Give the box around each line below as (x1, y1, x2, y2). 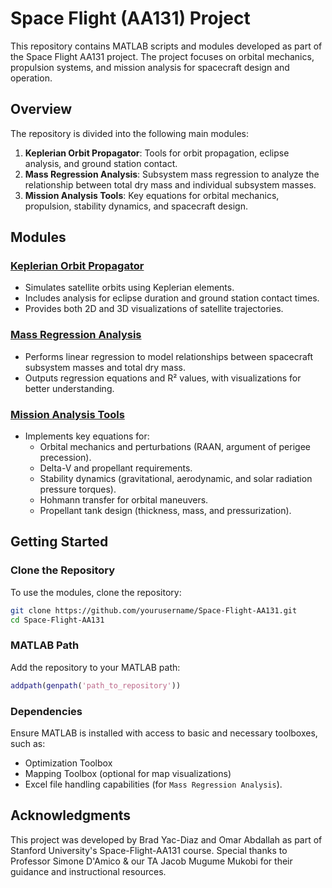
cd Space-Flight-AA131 (10, 615, 105, 625)
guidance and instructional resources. (10, 865, 167, 877)
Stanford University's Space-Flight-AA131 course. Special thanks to (10, 844, 288, 856)
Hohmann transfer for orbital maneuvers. (39, 494, 209, 506)
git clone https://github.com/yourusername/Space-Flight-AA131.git (10, 605, 298, 616)
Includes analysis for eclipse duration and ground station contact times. (24, 292, 320, 304)
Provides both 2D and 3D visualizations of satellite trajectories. (24, 303, 284, 315)
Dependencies (10, 704, 83, 718)
